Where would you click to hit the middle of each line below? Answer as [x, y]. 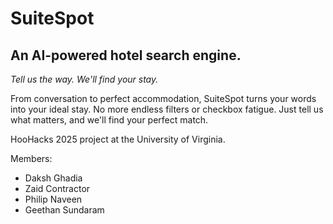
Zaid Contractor [57, 188]
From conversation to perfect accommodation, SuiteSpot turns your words [163, 98]
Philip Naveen [53, 199]
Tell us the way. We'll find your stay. [84, 79]
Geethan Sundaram [64, 210]
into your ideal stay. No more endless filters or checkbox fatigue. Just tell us [167, 109]
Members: [31, 158]
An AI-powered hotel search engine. [126, 55]
